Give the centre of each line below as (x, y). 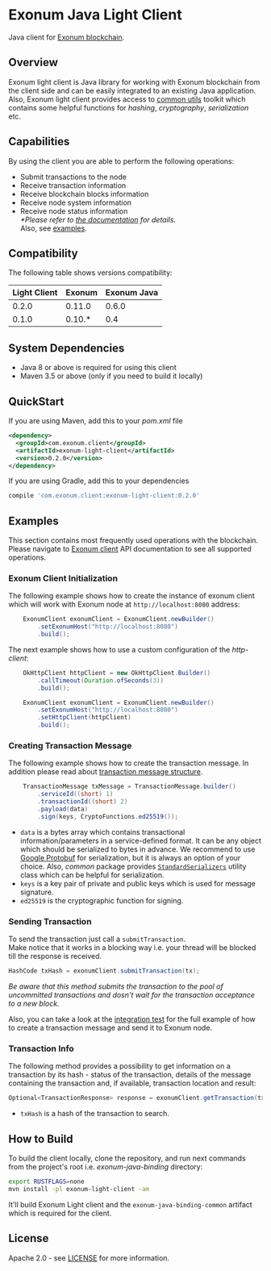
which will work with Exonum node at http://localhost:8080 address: (124, 604)
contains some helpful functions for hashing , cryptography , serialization (129, 107)
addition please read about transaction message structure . (106, 772)
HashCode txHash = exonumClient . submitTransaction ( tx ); (104, 971)
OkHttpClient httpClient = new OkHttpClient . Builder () (117, 673)
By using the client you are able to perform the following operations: (121, 161)
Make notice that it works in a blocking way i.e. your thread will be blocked (132, 948)
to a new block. (34, 1003)
